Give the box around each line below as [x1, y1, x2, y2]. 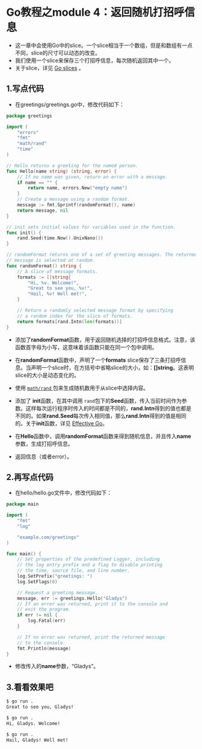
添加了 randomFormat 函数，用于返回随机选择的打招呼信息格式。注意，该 [14, 336, 195, 343]
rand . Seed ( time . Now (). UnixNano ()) [17, 235, 103, 241]
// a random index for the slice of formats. [17, 313, 133, 319]
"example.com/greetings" [17, 534, 79, 540]
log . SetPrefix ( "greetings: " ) [17, 574, 93, 580]
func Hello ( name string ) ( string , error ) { [6, 168, 117, 174]
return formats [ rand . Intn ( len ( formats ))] [17, 318, 122, 324]
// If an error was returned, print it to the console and [17, 601, 168, 607]
